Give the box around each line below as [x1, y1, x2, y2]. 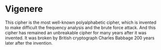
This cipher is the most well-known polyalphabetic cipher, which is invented [5, 19, 157, 25]
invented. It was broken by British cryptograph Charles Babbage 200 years [5, 35, 155, 41]
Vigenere [5, 3, 43, 15]
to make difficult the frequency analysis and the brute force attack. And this [5, 24, 156, 30]
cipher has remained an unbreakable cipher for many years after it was [5, 30, 147, 35]
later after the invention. [5, 40, 53, 46]
